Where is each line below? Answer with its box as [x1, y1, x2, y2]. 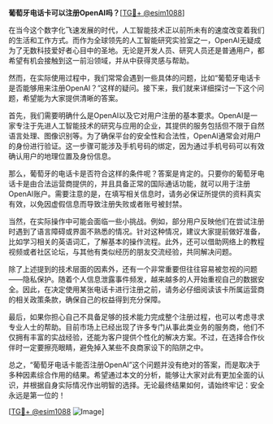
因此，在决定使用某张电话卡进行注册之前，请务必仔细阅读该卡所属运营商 [22, 285, 265, 294]
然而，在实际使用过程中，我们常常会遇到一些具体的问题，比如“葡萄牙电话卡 [8, 73, 262, 82]
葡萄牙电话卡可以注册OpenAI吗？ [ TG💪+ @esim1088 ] [8, 8, 185, 17]
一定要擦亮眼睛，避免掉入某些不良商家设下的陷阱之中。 [22, 343, 208, 352]
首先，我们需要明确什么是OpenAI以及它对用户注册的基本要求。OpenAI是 [8, 111, 251, 120]
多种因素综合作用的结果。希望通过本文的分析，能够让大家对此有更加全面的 [8, 370, 258, 379]
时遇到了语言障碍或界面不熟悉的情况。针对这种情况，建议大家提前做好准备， [8, 227, 265, 236]
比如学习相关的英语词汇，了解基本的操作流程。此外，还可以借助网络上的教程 [8, 237, 265, 247]
